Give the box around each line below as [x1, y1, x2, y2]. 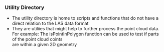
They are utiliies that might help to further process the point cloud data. [12, 26, 159, 32]
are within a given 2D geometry [12, 42, 77, 48]
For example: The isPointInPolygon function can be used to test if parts [12, 31, 159, 37]
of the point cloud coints [12, 36, 63, 42]
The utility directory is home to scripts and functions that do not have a [12, 15, 159, 21]
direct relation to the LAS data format [12, 20, 89, 26]
